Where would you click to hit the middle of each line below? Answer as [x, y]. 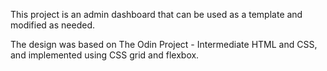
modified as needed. [52, 25]
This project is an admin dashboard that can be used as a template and [156, 14]
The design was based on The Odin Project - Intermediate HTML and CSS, [164, 44]
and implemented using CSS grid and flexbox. [105, 55]
